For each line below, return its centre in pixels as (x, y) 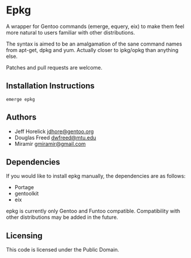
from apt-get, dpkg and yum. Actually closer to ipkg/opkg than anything (92, 50)
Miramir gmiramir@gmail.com (50, 144)
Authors (21, 117)
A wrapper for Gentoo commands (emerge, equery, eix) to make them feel (95, 26)
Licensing (24, 236)
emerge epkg (20, 99)
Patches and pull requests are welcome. (54, 67)
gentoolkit (27, 194)
